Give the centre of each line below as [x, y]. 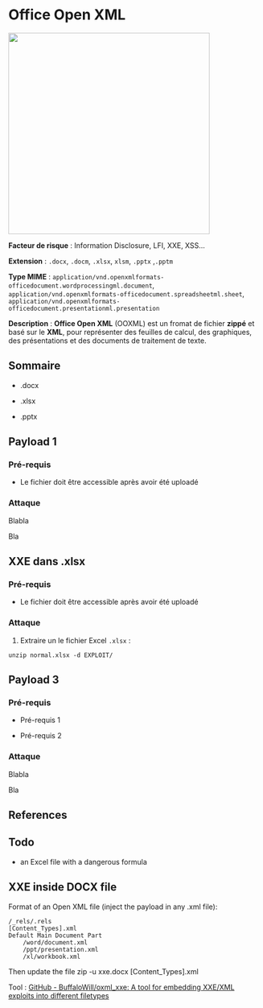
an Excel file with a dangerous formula [83, 861]
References [38, 815]
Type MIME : [29, 276]
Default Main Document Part [55, 936]
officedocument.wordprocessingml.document [80, 286]
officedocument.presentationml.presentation [84, 308]
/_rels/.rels [30, 921]
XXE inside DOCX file [63, 887]
